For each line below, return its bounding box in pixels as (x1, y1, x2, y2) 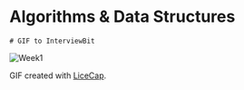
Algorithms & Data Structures (9, 6, 236, 27)
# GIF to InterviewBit (9, 36, 95, 45)
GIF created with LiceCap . (9, 70, 107, 81)
